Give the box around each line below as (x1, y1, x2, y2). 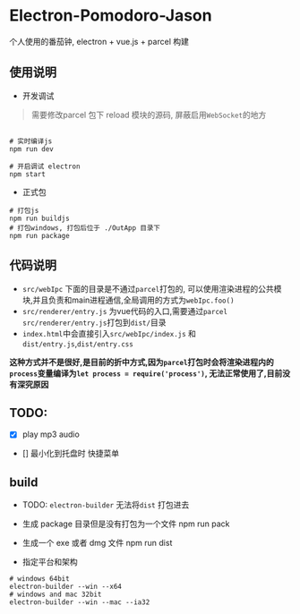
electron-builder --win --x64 (9, 583, 123, 592)
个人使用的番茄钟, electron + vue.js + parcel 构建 (9, 36, 190, 47)
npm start (9, 169, 47, 179)
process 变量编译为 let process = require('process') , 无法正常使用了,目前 (9, 368, 283, 379)
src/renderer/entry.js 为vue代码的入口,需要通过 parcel (21, 305, 228, 316)
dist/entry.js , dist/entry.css (21, 337, 134, 349)
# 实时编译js (9, 136, 53, 146)
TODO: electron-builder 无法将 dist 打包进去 (21, 499, 190, 510)
